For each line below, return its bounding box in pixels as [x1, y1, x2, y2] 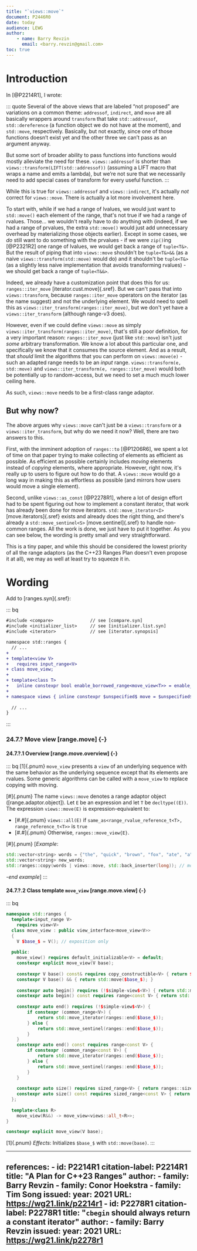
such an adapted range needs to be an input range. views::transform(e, [6, 359, 182, 366]
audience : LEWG [6, 25, 43, 31]
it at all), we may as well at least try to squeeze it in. [6, 555, 131, 562]
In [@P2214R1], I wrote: [6, 91, 63, 98]
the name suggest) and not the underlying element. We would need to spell [6, 297, 188, 305]
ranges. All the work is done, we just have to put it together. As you [28, 525, 191, 532]
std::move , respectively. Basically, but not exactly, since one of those [6, 127, 173, 135]
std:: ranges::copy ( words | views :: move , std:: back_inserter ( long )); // [6, 863, 185, 869]
